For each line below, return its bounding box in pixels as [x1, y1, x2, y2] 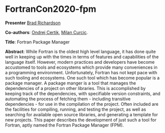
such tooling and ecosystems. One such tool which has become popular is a [5, 75, 160, 81]
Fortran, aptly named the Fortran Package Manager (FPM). [5, 122, 124, 128]
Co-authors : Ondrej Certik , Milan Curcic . [5, 29, 88, 35]
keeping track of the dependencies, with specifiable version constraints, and [5, 90, 161, 96]
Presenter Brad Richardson [5, 20, 61, 26]
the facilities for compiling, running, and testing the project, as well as [5, 106, 146, 112]
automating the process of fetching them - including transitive [5, 95, 131, 102]
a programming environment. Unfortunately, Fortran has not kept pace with [5, 69, 158, 75]
